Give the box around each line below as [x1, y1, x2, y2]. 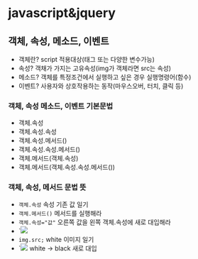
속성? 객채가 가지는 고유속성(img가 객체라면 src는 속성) [18, 64, 172, 72]
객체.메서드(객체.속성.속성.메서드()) [18, 163, 116, 172]
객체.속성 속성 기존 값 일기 [18, 200, 89, 209]
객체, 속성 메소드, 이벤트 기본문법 [8, 101, 114, 111]
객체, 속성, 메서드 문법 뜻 [8, 182, 87, 192]
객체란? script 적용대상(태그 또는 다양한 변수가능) [18, 55, 155, 63]
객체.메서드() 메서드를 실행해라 [18, 209, 102, 217]
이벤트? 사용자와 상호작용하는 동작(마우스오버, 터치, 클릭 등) [18, 82, 184, 90]
